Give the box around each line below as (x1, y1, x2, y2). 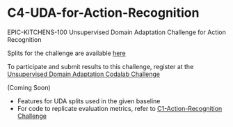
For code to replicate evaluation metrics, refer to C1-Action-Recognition (17, 104, 223, 112)
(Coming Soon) (7, 83, 51, 91)
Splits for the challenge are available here (7, 49, 127, 57)
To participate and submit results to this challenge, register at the (7, 62, 194, 70)
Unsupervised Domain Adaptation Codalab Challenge (7, 70, 161, 78)
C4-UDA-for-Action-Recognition (7, 5, 200, 21)
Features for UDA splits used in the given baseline (17, 96, 161, 105)
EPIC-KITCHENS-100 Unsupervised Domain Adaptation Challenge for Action (7, 28, 226, 36)
